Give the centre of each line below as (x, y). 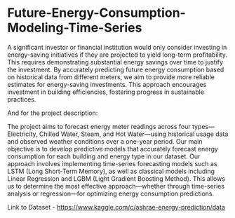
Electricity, (22, 134)
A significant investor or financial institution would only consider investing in (117, 47)
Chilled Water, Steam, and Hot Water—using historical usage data (134, 134)
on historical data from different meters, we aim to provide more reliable (111, 77)
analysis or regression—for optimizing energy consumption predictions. (111, 193)
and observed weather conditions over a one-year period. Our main (105, 141)
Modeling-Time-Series (75, 28)
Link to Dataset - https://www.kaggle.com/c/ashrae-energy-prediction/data (116, 207)
